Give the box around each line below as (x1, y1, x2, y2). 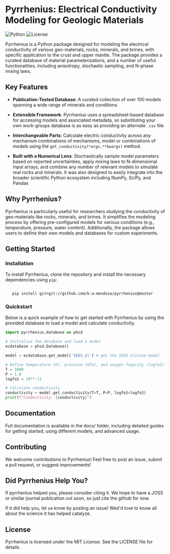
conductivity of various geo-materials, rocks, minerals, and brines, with (5, 46, 155, 52)
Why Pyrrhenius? (5, 195, 62, 203)
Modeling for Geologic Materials (5, 14, 144, 26)
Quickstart (5, 303, 32, 310)
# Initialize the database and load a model (5, 339, 101, 344)
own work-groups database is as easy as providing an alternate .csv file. (12, 122, 165, 128)
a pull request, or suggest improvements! (5, 461, 91, 468)
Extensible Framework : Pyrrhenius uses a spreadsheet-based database (12, 111, 164, 118)
